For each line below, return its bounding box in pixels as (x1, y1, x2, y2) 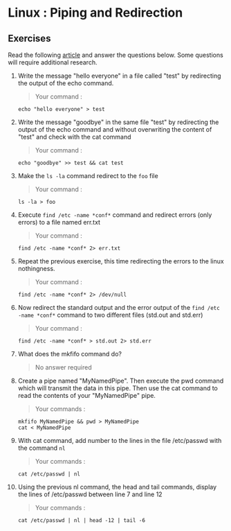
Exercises (8, 33, 51, 44)
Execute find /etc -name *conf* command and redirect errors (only (17, 211, 212, 219)
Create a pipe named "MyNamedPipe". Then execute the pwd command (17, 376, 224, 385)
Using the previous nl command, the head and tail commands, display (17, 483, 217, 491)
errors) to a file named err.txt (17, 218, 101, 226)
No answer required (35, 363, 92, 372)
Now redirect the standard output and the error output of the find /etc (17, 304, 220, 311)
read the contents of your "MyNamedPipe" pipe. (17, 392, 156, 399)
